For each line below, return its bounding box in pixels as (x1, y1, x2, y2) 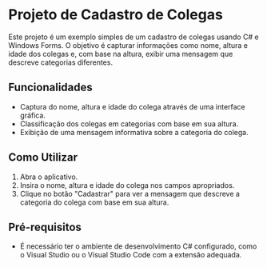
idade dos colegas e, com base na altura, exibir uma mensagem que (8, 49, 233, 58)
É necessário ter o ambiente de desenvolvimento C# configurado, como (19, 241, 257, 251)
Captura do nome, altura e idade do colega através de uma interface (19, 102, 245, 111)
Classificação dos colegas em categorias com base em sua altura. (19, 118, 239, 129)
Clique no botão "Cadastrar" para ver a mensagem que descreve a (19, 189, 240, 198)
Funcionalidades (8, 81, 94, 94)
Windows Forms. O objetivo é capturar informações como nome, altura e (8, 40, 249, 50)
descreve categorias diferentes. (8, 58, 114, 67)
